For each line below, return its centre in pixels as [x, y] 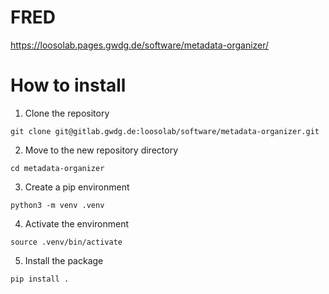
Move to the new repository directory [101, 150]
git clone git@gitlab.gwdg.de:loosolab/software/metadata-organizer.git [165, 131]
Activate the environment [77, 223]
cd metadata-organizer [57, 168]
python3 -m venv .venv [57, 205]
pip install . [40, 279]
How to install [68, 85]
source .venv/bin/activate [66, 242]
